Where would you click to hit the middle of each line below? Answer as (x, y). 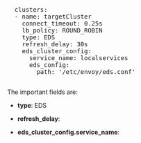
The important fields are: (42, 92)
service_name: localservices (78, 58)
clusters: (31, 10)
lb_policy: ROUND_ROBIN (62, 30)
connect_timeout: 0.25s (62, 23)
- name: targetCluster (53, 17)
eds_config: (49, 65)
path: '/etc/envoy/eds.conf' (86, 72)
